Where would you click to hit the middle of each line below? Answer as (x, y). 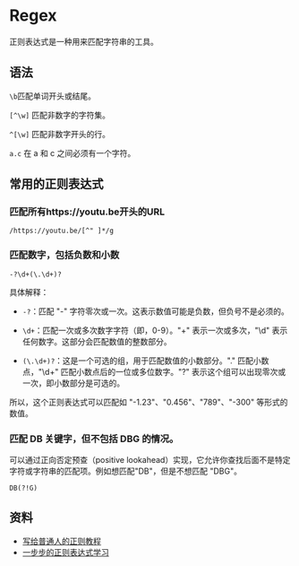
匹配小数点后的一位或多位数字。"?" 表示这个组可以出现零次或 (173, 371)
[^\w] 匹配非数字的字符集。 (60, 115)
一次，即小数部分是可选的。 (73, 383)
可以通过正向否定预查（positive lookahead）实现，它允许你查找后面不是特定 (150, 460)
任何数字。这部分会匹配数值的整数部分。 (97, 341)
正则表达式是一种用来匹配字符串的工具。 (84, 41)
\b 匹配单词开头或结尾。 (53, 96)
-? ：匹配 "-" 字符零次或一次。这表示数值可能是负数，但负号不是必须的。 (155, 311)
